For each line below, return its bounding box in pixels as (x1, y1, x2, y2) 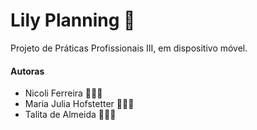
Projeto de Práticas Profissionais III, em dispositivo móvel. (10, 42, 248, 54)
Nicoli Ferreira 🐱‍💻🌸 (24, 87, 103, 99)
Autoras (10, 65, 45, 77)
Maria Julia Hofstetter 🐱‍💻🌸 (24, 98, 135, 110)
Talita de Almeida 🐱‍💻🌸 (24, 109, 117, 121)
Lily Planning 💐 (10, 9, 136, 32)
